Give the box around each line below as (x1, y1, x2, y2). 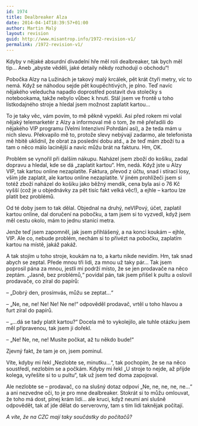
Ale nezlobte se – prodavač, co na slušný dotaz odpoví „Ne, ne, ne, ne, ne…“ (6, 383, 193, 390)
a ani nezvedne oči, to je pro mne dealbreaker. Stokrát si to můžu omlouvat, (6, 389, 190, 396)
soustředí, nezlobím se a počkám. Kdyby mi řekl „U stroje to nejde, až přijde (6, 365, 190, 372)
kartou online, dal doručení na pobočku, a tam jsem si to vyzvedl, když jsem (6, 211, 191, 218)
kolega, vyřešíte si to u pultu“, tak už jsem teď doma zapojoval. (6, 371, 158, 379)
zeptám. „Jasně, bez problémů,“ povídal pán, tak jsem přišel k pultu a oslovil (6, 271, 192, 278)
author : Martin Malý (6, 25, 57, 31)
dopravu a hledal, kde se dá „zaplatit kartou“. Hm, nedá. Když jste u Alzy (6, 161, 182, 169)
